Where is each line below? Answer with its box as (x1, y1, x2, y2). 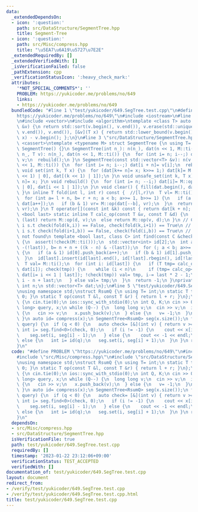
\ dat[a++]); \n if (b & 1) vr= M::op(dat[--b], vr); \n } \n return (16, 201, 194, 206)
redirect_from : (6, 480, 44, 487)
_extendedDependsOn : (11, 14, 62, 20)
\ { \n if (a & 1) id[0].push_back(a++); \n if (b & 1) (16, 250, 162, 256)
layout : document (6, 475, 49, 481)
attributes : (11, 80, 41, 86)
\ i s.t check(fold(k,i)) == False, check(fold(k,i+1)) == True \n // (16, 222, 192, 228)
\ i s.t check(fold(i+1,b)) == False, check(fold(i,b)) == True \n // (16, 228, 192, 234)
